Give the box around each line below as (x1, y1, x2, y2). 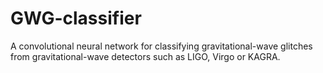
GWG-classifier (10, 7, 142, 30)
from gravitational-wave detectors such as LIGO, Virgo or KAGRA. (10, 50, 281, 62)
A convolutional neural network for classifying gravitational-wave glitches (10, 40, 313, 52)
